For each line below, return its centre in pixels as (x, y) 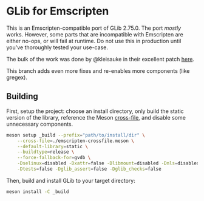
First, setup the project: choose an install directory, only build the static (95, 111)
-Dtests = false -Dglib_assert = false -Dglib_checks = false (90, 169)
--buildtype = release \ (46, 152)
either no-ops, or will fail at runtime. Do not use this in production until (94, 41)
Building (22, 96)
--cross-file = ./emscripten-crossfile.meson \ (76, 141)
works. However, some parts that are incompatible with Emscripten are (95, 34)
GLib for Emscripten (58, 11)
